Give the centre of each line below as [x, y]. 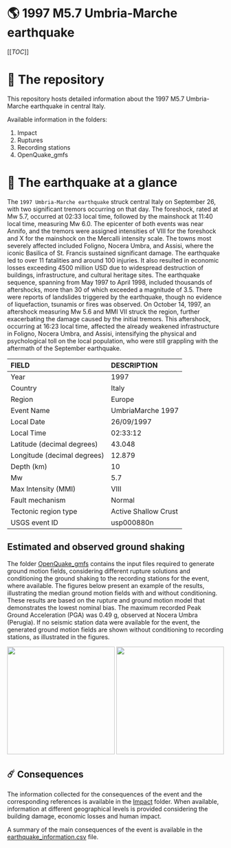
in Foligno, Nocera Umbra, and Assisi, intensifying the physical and [102, 333]
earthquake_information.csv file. [53, 837]
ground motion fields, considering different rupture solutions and [99, 571]
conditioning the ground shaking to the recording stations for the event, [108, 578]
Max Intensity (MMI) [43, 489]
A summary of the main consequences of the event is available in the [105, 830]
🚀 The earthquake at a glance [92, 183]
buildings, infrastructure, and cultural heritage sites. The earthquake [104, 275]
